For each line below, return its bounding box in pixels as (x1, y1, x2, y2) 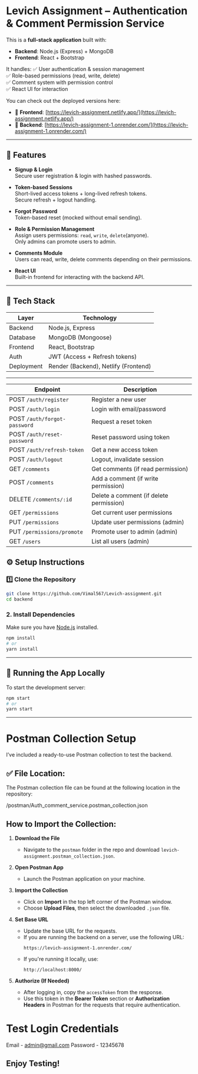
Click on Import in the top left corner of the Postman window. (23, 898, 173, 905)
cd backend (6, 596, 33, 602)
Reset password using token (91, 433, 170, 441)
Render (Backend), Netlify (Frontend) (48, 362, 151, 370)
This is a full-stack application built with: (6, 36, 107, 43)
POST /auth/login (9, 405, 60, 413)
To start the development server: (6, 684, 86, 691)
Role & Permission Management (14, 225, 95, 232)
